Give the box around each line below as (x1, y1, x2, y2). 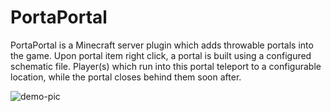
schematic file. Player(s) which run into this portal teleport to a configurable (10, 60, 322, 72)
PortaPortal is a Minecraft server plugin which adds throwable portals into (10, 39, 314, 51)
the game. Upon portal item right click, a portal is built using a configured (10, 49, 312, 61)
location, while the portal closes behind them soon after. (10, 71, 242, 83)
